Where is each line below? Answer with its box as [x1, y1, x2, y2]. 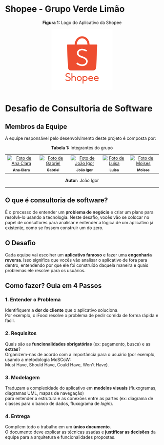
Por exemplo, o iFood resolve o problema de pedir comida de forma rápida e [5, 313, 159, 318]
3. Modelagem [5, 374, 40, 381]
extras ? [5, 346, 21, 352]
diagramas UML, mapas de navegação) [5, 390, 84, 396]
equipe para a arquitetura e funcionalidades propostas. [5, 434, 116, 440]
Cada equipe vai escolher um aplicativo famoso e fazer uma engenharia [5, 252, 152, 257]
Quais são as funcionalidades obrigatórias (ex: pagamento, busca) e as [5, 341, 151, 347]
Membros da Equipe [5, 122, 67, 130]
